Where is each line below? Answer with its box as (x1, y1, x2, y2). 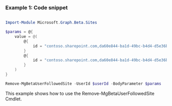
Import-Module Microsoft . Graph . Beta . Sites (5, 20, 97, 25)
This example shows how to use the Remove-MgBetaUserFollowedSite (5, 90, 155, 96)
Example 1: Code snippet (5, 4, 68, 11)
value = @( (14, 34, 38, 39)
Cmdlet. (5, 96, 22, 102)
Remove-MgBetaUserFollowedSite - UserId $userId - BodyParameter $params (5, 81, 161, 86)
